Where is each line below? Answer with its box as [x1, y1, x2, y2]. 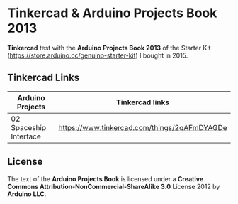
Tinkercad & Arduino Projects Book [7, 5, 217, 21]
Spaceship [11, 122, 47, 132]
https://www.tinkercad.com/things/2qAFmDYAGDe [58, 122, 227, 132]
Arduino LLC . [7, 190, 47, 198]
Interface [11, 131, 41, 141]
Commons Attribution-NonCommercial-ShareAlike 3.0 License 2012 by [7, 182, 220, 190]
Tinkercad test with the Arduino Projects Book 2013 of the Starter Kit [7, 43, 211, 52]
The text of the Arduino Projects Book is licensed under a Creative [7, 174, 204, 183]
